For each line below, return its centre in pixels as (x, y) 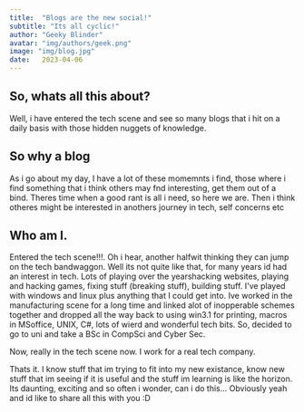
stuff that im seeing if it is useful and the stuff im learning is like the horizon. (151, 379)
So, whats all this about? (80, 96)
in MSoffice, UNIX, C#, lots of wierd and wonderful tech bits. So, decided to (151, 325)
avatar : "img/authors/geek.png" (70, 43)
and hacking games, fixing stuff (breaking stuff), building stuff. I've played (147, 286)
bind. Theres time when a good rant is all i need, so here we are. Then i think (152, 197)
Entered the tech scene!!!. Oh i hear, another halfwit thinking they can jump (149, 257)
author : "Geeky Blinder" (56, 34)
